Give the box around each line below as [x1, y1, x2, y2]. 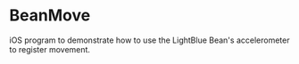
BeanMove [9, 5, 91, 26]
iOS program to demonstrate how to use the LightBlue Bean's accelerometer [9, 35, 290, 45]
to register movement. [9, 44, 91, 54]
